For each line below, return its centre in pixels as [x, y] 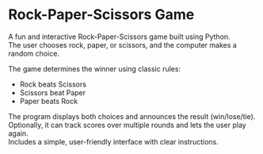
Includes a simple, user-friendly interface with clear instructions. [114, 141]
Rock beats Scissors [53, 84]
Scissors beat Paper [52, 92]
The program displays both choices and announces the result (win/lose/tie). [132, 116]
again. [19, 133]
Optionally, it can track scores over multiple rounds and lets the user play [128, 125]
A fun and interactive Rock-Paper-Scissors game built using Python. [120, 37]
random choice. [34, 53]
